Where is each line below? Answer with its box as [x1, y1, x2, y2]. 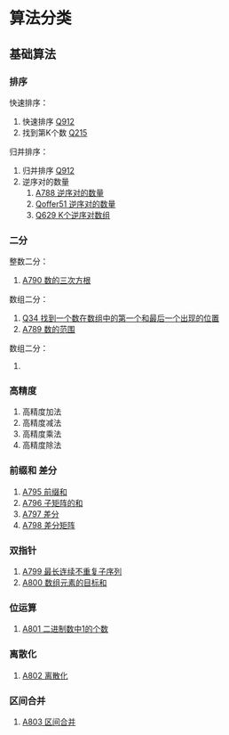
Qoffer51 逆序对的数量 [35, 198, 116, 209]
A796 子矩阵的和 [21, 497, 83, 508]
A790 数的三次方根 [21, 275, 91, 286]
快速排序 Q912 [21, 116, 75, 127]
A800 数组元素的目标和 [21, 577, 107, 588]
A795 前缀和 [21, 486, 68, 497]
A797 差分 [21, 509, 59, 519]
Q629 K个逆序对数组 [35, 209, 111, 220]
